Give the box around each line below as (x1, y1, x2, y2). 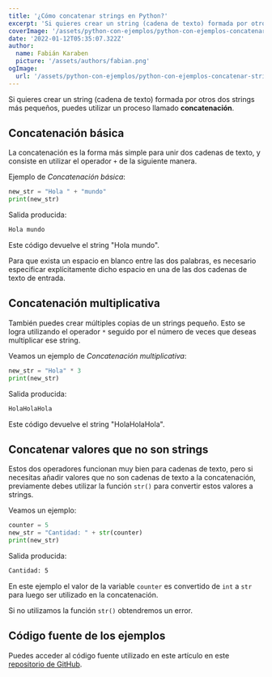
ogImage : (8, 65, 38, 73)
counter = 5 (8, 522, 49, 530)
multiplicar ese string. (8, 335, 81, 345)
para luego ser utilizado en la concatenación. (8, 590, 159, 599)
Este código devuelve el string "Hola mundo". (8, 241, 160, 250)
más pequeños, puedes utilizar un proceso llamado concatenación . (8, 103, 235, 113)
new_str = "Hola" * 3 (8, 366, 82, 375)
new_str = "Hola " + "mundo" (8, 188, 107, 196)
